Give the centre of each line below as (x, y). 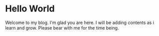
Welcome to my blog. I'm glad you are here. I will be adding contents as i (80, 22)
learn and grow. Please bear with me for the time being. (62, 27)
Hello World (30, 9)
